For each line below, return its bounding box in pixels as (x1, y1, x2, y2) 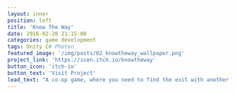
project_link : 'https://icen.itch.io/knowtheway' (7, 57, 157, 64)
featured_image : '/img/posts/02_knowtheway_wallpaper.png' (7, 50, 185, 57)
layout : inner (7, 10, 49, 18)
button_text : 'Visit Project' (7, 69, 97, 76)
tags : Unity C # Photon (7, 43, 74, 50)
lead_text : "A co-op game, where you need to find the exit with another (7, 76, 230, 83)
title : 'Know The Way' (7, 23, 74, 30)
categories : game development (7, 37, 97, 44)
